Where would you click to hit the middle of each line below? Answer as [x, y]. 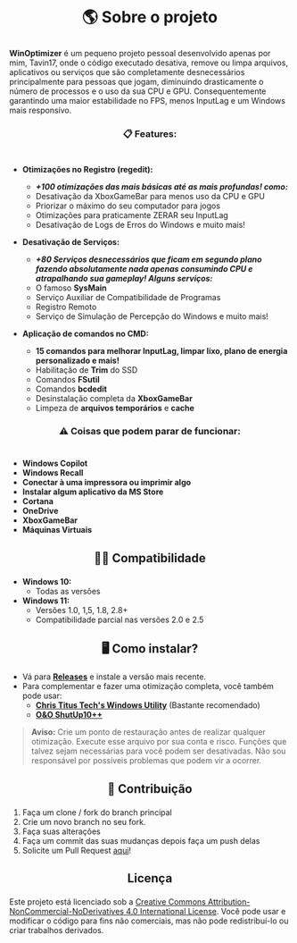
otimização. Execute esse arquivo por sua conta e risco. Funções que [159, 742]
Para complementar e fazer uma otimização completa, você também [148, 686]
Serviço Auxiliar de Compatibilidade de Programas [128, 298]
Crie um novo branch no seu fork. [84, 821]
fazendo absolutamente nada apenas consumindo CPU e [144, 269]
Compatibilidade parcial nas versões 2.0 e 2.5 [120, 619]
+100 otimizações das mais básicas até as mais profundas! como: [161, 187]
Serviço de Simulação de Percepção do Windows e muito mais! [152, 316]
